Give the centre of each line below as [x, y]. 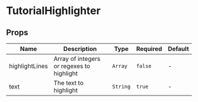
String [121, 86]
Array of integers [77, 59]
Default [178, 49]
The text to [69, 83]
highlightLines [29, 66]
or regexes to [72, 66]
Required [149, 49]
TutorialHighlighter [54, 11]
